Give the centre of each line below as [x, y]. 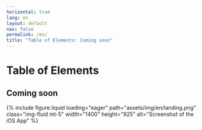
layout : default [27, 23]
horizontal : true [28, 12]
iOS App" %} [22, 121]
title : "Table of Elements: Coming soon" [60, 40]
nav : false [20, 29]
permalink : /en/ [27, 35]
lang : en [17, 18]
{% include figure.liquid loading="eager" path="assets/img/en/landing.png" [101, 108]
